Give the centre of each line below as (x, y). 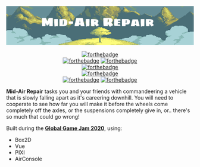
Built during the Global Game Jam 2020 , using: (64, 128)
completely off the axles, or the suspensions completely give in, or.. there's (98, 110)
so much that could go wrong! (43, 116)
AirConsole (29, 159)
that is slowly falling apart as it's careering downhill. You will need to (90, 97)
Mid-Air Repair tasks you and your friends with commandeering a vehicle (96, 91)
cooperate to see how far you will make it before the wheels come (87, 104)
